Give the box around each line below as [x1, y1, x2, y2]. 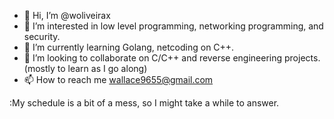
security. [23, 31, 61, 42]
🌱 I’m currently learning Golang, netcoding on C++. [23, 41, 235, 53]
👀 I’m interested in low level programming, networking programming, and [23, 20, 324, 32]
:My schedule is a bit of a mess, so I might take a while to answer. [9, 97, 280, 109]
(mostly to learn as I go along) [23, 63, 148, 74]
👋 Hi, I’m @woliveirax [23, 10, 111, 21]
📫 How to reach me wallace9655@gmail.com [23, 74, 214, 85]
